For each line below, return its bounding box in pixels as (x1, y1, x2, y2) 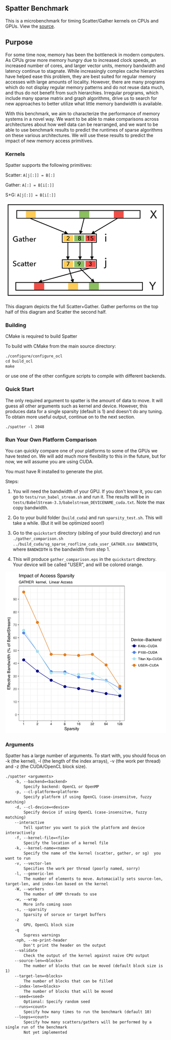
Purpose (5, 38, 33, 47)
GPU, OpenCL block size (23, 922, 74, 928)
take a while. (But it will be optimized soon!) (12, 519, 105, 526)
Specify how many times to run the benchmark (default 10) (23, 1009, 152, 1015)
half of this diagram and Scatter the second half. (5, 309, 107, 315)
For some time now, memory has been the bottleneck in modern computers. (5, 51, 165, 58)
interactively (5, 830, 36, 836)
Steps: (5, 478, 19, 484)
